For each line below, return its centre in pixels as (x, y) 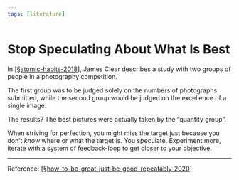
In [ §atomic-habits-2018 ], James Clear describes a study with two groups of (119, 69)
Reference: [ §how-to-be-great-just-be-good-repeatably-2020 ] (100, 169)
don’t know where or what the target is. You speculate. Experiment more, (115, 140)
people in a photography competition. (62, 76)
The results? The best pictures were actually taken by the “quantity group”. (117, 119)
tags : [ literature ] (36, 14)
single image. (27, 105)
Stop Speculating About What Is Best (119, 49)
